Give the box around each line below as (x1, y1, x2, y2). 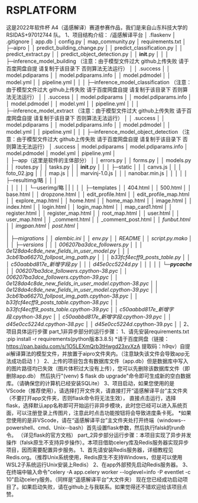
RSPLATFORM (6, 4, 77, 17)
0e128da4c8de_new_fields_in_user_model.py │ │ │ (6, 247, 131, 254)
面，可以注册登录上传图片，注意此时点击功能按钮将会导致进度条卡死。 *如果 (6, 409, 191, 416)
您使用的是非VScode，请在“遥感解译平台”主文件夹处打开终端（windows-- (6, 417, 186, 424)
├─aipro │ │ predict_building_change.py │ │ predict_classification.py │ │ (6, 44, 183, 51)
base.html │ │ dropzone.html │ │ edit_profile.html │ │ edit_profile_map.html (6, 191, 190, 198)
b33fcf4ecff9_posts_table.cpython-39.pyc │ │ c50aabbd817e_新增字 (6, 305, 174, 312)
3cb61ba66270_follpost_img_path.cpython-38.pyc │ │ (6, 292, 138, 299)
